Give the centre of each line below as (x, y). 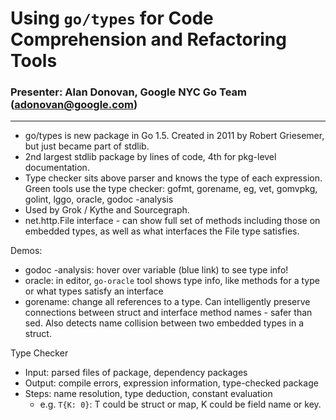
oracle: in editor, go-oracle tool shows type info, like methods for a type (172, 281)
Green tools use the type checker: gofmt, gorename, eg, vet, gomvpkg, (171, 189)
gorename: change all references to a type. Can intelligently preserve (167, 302)
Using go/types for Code (112, 18)
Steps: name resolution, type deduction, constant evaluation (148, 394)
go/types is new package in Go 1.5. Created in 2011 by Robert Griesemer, (174, 136)
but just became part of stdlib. (87, 146)
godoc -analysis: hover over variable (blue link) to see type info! (156, 270)
